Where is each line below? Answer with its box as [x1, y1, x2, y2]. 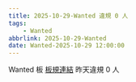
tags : [8, 19, 27, 27]
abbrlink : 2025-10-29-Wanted [8, 34, 107, 43]
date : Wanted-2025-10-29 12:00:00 [8, 42, 125, 50]
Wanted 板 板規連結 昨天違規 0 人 [8, 65, 120, 75]
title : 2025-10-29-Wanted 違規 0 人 [8, 11, 129, 20]
